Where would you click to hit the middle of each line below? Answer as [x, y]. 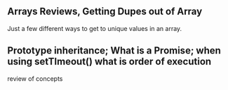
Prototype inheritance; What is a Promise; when [114, 51]
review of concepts [35, 78]
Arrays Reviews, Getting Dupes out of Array [105, 12]
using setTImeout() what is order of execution [109, 62]
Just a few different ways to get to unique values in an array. [95, 28]
